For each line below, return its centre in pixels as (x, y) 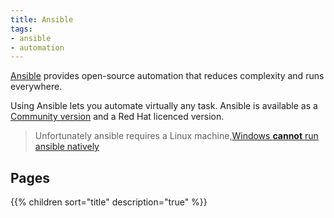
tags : (21, 29)
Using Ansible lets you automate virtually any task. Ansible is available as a (164, 106)
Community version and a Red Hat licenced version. (117, 117)
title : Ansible (42, 19)
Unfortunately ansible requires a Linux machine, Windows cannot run (176, 136)
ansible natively (67, 147)
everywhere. (36, 87)
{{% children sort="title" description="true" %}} (109, 202)
